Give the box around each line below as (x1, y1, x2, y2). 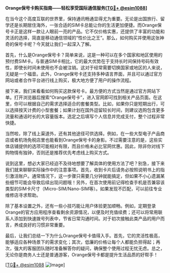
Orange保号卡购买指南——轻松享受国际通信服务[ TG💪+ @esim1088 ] (5, 5, 148, 11)
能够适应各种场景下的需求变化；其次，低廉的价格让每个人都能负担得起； (5, 239, 156, 245)
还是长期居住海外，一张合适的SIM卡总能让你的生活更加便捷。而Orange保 (9, 22, 162, 28)
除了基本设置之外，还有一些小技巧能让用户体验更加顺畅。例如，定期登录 (5, 203, 156, 209)
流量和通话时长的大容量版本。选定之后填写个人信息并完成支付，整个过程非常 (5, 114, 165, 119)
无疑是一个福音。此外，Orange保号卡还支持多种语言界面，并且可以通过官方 (5, 71, 163, 77)
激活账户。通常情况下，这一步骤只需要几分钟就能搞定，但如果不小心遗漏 (9, 173, 160, 179)
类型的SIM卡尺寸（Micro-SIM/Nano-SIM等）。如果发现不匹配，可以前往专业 (5, 186, 162, 192)
